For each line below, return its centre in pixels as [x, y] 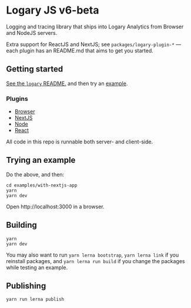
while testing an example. [37, 267]
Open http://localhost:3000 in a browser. [55, 207]
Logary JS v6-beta [53, 10]
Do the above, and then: [35, 174]
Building [21, 225]
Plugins [17, 99]
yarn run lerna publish [35, 299]
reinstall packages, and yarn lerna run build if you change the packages [95, 261]
